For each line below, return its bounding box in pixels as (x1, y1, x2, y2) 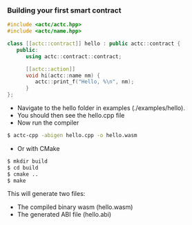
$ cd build (7, 164, 39, 171)
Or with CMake (17, 144, 60, 152)
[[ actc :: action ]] (25, 65, 76, 73)
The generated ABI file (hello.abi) (17, 210, 112, 219)
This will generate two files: (7, 190, 86, 198)
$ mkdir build (7, 158, 48, 165)
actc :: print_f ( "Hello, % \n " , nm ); (35, 78, 135, 85)
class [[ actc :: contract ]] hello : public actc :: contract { (7, 40, 181, 47)
